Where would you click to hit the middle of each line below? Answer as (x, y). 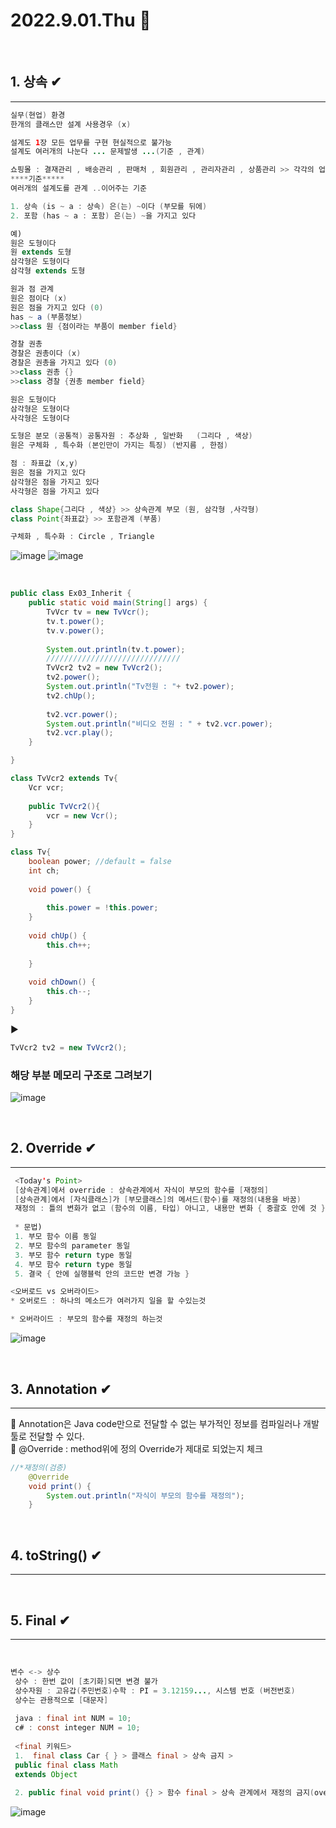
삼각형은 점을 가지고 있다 (55, 482)
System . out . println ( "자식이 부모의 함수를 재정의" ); (145, 1495)
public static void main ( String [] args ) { (118, 603)
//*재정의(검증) (39, 1467)
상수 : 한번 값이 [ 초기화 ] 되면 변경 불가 (86, 1681)
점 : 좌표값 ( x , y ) (44, 464)
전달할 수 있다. (56, 1436)
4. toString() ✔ (56, 1555)
